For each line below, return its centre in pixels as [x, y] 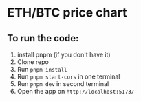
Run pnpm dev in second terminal [63, 84]
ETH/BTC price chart [67, 13]
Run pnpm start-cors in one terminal [68, 76]
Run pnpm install [42, 69]
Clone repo [33, 62]
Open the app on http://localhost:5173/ [76, 91]
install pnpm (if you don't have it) [64, 54]
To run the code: [43, 38]
